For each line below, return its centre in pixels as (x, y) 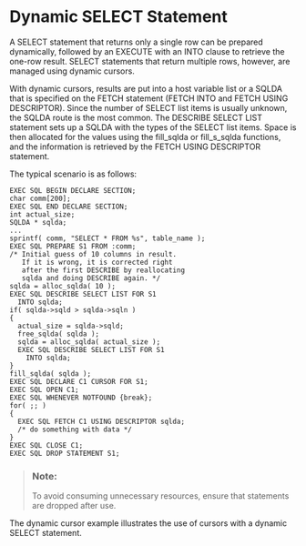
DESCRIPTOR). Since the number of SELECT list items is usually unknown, (148, 107)
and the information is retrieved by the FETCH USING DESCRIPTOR (135, 147)
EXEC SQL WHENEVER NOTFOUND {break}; (81, 398)
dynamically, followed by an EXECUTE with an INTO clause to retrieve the (147, 51)
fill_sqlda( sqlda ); (51, 374)
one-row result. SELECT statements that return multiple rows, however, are (150, 61)
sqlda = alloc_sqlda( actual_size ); (89, 342)
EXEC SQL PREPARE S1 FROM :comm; (73, 246)
